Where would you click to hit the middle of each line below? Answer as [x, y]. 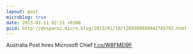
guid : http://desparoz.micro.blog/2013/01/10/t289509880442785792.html [96, 28]
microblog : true [26, 17]
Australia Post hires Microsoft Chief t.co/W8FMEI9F [69, 45]
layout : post [22, 12]
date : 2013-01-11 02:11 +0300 [44, 23]
